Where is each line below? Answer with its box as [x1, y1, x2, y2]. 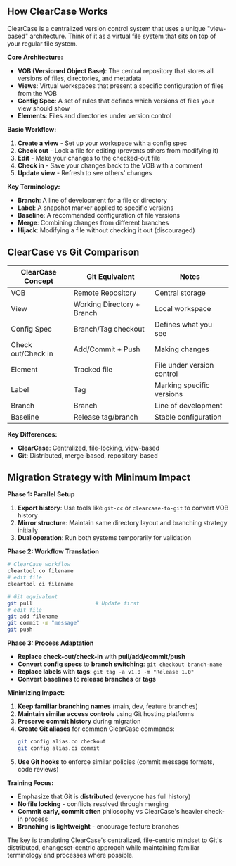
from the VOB [17, 89, 58, 97]
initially [17, 526, 39, 534]
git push [7, 626, 33, 633]
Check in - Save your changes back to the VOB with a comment [17, 161, 203, 170]
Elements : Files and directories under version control [17, 111, 172, 120]
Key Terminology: [7, 182, 60, 191]
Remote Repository [73, 288, 137, 298]
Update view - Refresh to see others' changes [17, 168, 152, 177]
